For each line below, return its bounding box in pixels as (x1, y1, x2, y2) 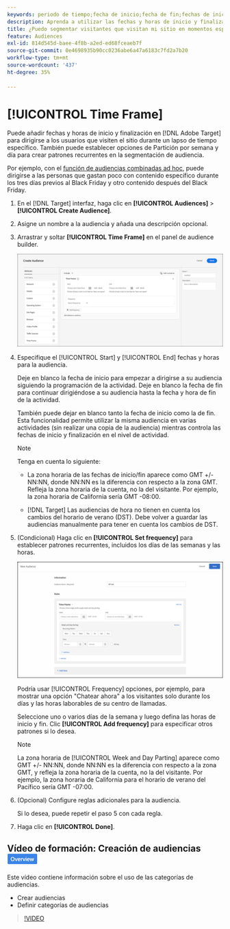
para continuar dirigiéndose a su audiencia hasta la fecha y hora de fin (16, 388, 216, 397)
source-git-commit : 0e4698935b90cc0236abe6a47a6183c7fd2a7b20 (7, 47, 188, 54)
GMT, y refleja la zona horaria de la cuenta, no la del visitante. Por (16, 768, 203, 777)
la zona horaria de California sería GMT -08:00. (27, 493, 161, 501)
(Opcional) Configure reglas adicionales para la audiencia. (16, 796, 181, 804)
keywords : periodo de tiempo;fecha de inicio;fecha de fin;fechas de (7, 11, 210, 18)
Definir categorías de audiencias (16, 901, 109, 909)
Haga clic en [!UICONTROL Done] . (16, 823, 115, 831)
